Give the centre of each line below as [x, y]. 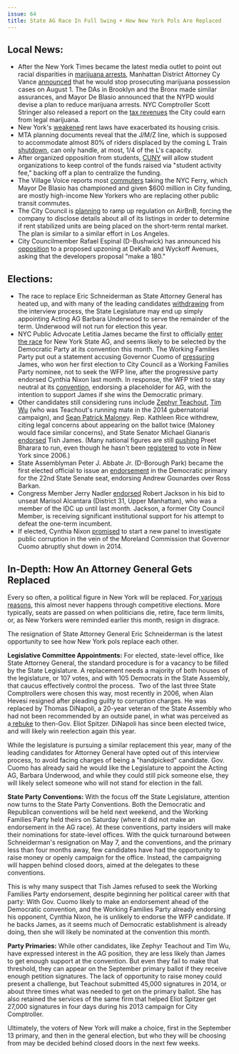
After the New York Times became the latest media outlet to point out [119, 67]
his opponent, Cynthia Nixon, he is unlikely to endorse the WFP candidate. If [119, 917]
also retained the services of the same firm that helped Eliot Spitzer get [112, 999]
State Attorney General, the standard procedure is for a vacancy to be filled [118, 663]
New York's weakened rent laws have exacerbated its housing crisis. [119, 127]
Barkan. [29, 486]
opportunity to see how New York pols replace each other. [93, 641]
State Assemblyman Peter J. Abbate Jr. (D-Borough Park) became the [120, 463]
